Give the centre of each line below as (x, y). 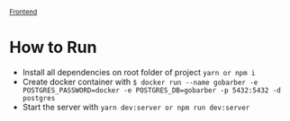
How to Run (53, 48)
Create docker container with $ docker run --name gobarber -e (140, 82)
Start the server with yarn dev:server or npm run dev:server (136, 107)
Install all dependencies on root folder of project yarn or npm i (139, 72)
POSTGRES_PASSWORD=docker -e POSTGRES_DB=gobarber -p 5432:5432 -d (151, 90)
